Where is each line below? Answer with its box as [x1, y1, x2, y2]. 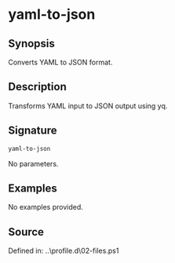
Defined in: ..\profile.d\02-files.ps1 [8, 246, 119, 256]
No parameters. [8, 159, 59, 168]
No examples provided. [8, 203, 84, 212]
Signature [8, 124, 57, 137]
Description [8, 80, 67, 93]
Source [8, 225, 45, 239]
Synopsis [8, 37, 55, 50]
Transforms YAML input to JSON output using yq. [8, 100, 168, 111]
